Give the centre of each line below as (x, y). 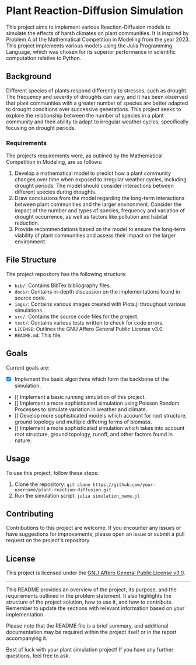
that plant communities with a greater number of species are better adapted (97, 103)
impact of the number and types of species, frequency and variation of (100, 211)
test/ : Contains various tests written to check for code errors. (89, 322)
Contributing (30, 514)
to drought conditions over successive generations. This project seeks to (94, 109)
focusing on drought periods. (41, 128)
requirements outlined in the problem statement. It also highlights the (89, 596)
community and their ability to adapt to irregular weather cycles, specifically (97, 122)
